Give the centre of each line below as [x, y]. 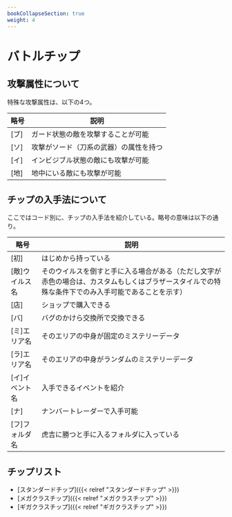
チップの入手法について [57, 199]
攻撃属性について [43, 84]
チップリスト [35, 472]
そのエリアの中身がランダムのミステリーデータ [117, 359]
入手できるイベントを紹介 [83, 388]
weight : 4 [21, 20]
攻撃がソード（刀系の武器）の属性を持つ [97, 147]
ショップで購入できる [76, 305]
